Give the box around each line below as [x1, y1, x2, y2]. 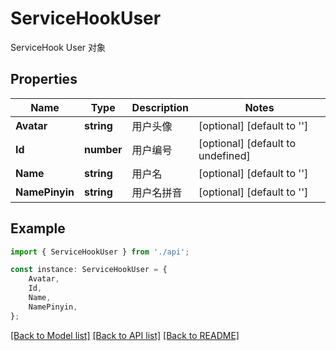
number [83, 142, 123, 156]
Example [10, 220, 66, 237]
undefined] [198, 148, 251, 162]
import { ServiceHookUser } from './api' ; [10, 247, 190, 257]
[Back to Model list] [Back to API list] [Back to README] [10, 329, 240, 341]
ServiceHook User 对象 [10, 41, 107, 53]
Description [131, 100, 190, 114]
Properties [10, 71, 78, 88]
